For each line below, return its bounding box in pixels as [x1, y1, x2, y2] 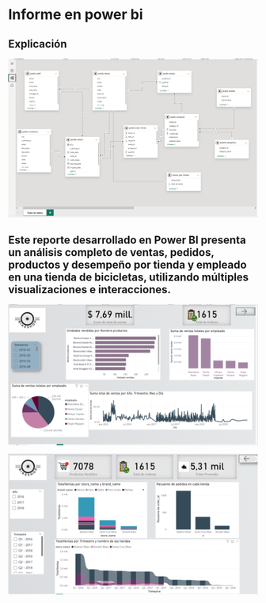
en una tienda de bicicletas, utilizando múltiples [8, 270, 249, 284]
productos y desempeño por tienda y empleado [8, 258, 247, 271]
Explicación [8, 37, 67, 51]
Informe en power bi [8, 6, 144, 24]
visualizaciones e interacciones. [8, 283, 172, 296]
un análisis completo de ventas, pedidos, [8, 246, 215, 259]
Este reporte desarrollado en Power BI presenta [8, 233, 247, 246]
